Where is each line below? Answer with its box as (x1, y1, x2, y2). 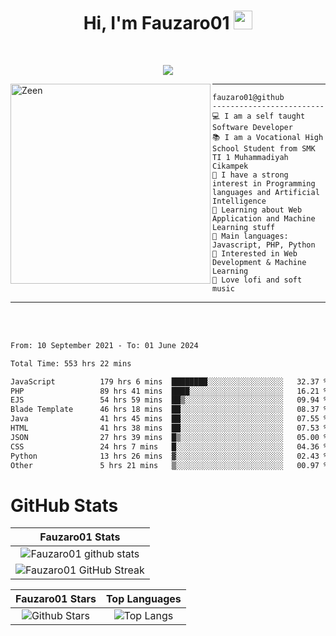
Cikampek (212, 161, 249, 171)
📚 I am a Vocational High (212, 132, 324, 142)
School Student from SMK (212, 143, 316, 154)
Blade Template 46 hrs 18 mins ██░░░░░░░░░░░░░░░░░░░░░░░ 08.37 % (10, 405, 329, 415)
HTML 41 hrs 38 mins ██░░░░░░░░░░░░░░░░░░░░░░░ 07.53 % (10, 423, 329, 434)
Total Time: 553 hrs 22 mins (10, 358, 132, 369)
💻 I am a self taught (212, 111, 306, 121)
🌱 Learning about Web (212, 205, 303, 215)
